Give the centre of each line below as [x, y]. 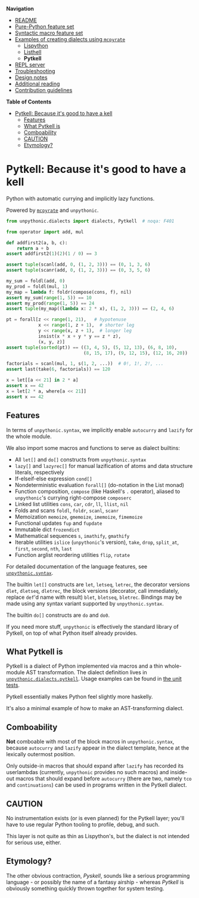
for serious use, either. [34, 842]
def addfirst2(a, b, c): [37, 243]
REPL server [30, 65]
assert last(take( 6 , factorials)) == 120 [58, 369]
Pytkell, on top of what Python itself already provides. [72, 633]
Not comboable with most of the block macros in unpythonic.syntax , [90, 742]
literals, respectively [39, 472]
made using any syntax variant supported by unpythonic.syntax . [85, 603]
